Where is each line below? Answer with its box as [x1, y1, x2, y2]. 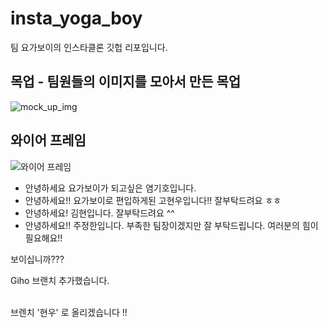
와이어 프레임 [10, 132, 87, 149]
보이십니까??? [10, 253, 65, 265]
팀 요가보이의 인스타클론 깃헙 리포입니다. [10, 41, 168, 53]
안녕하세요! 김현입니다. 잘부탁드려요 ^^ [24, 207, 175, 219]
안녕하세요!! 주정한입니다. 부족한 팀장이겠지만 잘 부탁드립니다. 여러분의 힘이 [24, 219, 319, 231]
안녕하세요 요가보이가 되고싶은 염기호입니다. [24, 182, 197, 194]
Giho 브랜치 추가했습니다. [10, 274, 110, 286]
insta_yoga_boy [10, 7, 143, 30]
